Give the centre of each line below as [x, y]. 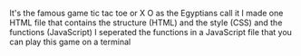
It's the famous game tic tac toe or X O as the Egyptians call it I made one [146, 13]
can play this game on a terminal [70, 42]
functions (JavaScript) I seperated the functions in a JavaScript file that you [151, 32]
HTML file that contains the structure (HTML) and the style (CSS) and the [146, 23]
